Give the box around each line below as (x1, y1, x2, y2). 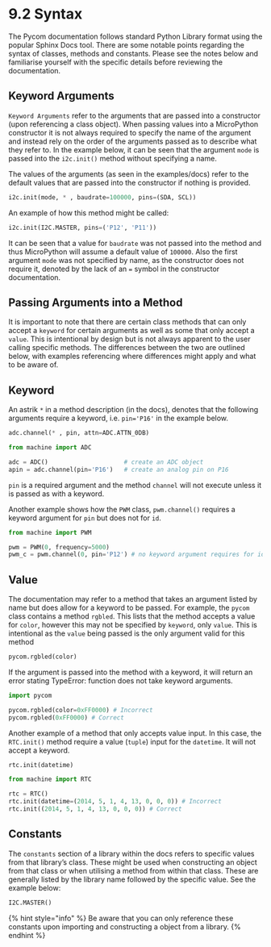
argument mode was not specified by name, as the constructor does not (8, 255, 244, 265)
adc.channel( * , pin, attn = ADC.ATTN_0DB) (8, 429, 150, 437)
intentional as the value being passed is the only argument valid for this (8, 628, 245, 638)
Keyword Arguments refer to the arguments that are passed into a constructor (8, 111, 261, 120)
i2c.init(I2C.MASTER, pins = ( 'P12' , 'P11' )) (8, 223, 157, 232)
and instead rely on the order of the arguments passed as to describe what (8, 136, 257, 146)
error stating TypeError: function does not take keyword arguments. (8, 675, 233, 686)
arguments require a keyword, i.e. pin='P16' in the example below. (8, 413, 228, 423)
